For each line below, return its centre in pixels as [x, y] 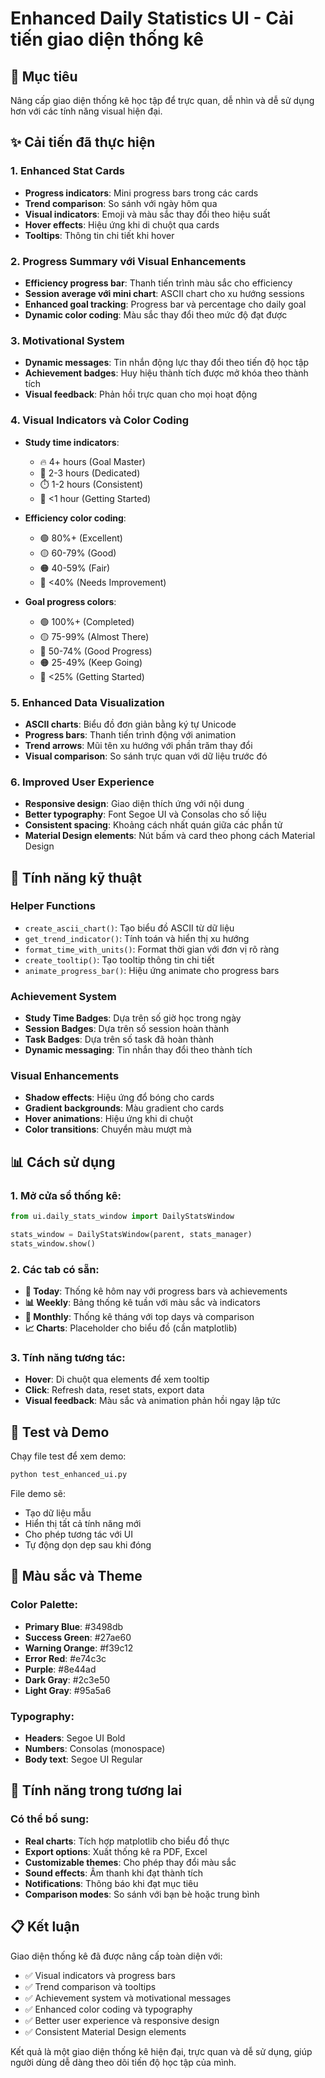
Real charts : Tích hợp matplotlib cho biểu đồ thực [127, 1841]
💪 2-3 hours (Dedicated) [90, 473]
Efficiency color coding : [75, 518]
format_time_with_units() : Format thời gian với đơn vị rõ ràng [152, 949]
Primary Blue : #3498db [74, 1626]
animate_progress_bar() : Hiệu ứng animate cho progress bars [152, 970]
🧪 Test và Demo [60, 1432]
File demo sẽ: [38, 1494]
